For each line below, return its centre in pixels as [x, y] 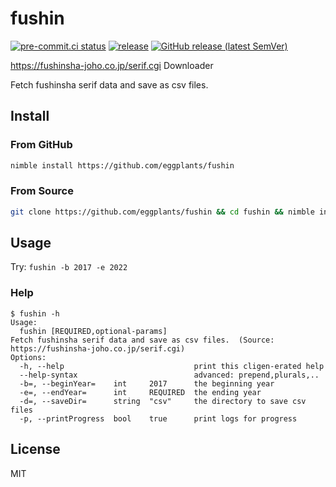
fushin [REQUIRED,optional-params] [93, 331]
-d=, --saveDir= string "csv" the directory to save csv [163, 401]
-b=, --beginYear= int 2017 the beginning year [147, 383]
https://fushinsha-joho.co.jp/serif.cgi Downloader [112, 65]
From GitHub [41, 145]
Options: [28, 357]
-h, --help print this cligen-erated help [172, 366]
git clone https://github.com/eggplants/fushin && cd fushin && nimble [162, 212]
